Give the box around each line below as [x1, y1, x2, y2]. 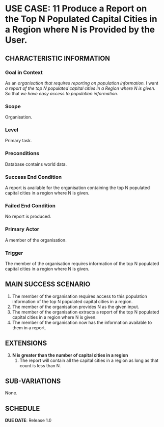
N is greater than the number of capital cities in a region [12, 352, 129, 358]
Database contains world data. [5, 161, 67, 167]
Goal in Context [5, 69, 43, 76]
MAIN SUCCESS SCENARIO [5, 280, 91, 289]
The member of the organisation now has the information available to [12, 319, 152, 325]
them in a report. [12, 324, 46, 331]
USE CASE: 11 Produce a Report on [5, 3, 147, 14]
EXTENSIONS [5, 339, 47, 348]
